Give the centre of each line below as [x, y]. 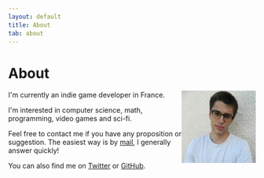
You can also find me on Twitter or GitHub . [77, 166]
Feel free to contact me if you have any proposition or [95, 134]
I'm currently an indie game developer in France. [86, 95]
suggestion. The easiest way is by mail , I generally [90, 143]
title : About [29, 25]
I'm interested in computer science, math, [75, 110]
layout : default [35, 17]
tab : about [26, 33]
